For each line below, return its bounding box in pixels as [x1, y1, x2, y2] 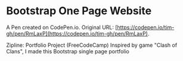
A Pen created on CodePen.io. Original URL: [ [6, 24, 117, 31]
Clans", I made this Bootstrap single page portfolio [6, 47, 129, 54]
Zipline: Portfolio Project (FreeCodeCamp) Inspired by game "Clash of [6, 41, 178, 49]
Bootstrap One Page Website [6, 4, 152, 18]
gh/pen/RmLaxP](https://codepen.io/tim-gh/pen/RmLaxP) [6, 30, 148, 37]
